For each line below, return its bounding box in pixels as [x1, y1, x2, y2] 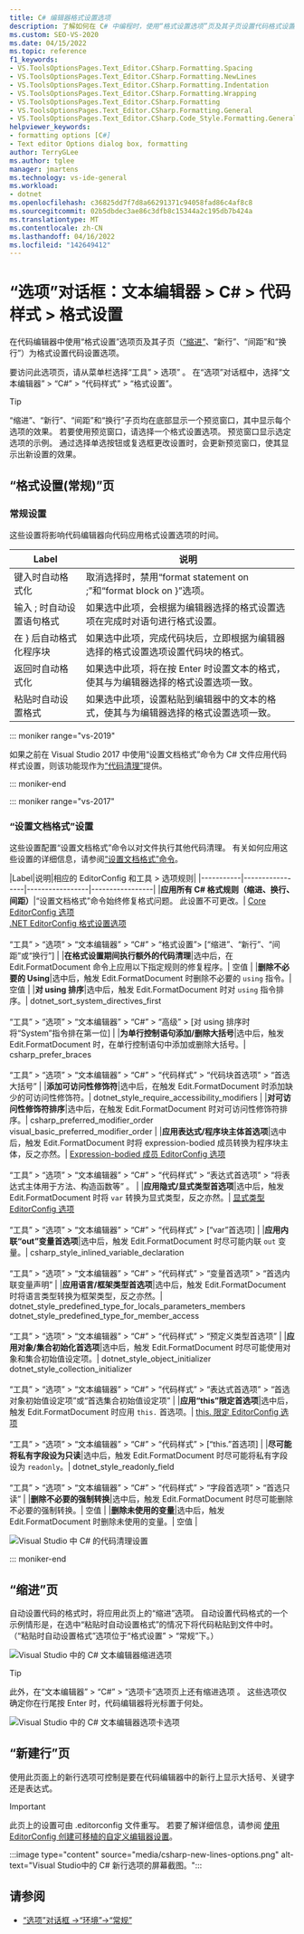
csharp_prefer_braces [9, 1049, 92, 1060]
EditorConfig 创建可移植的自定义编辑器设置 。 [9, 1831, 178, 1842]
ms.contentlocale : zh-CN [9, 223, 103, 232]
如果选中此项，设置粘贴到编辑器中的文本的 [85, 693, 268, 706]
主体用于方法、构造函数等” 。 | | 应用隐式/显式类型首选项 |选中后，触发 [24, 1181, 285, 1192]
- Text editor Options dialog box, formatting [9, 139, 188, 148]
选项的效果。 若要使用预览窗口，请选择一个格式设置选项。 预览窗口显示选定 [9, 426, 291, 437]
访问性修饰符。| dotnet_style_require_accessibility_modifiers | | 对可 [33, 1092, 283, 1104]
